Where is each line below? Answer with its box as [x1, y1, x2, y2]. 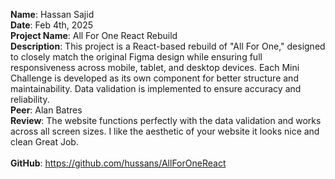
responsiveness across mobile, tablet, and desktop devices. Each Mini [10, 62, 300, 73]
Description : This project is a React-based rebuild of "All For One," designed [10, 40, 326, 52]
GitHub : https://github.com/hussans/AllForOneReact [10, 157, 227, 169]
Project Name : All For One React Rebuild [10, 30, 178, 41]
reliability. [10, 94, 50, 105]
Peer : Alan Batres [10, 104, 83, 116]
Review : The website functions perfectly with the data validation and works [10, 115, 322, 126]
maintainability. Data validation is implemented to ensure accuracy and [10, 83, 302, 94]
